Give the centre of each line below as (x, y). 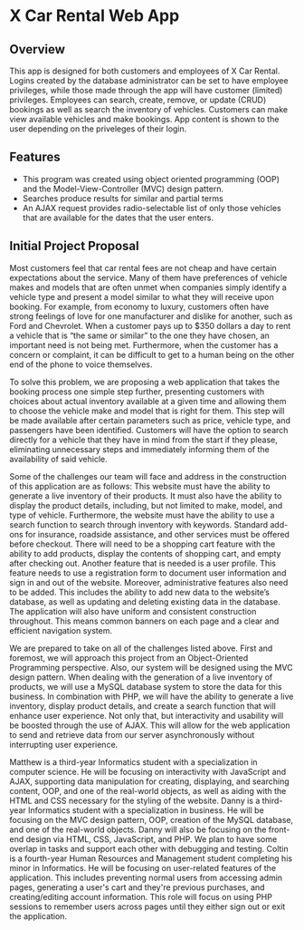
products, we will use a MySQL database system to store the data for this (146, 686)
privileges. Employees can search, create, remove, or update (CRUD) (138, 100)
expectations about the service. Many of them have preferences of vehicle (148, 277)
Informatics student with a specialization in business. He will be (146, 810)
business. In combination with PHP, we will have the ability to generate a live (152, 696)
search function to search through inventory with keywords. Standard (139, 524)
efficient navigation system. (61, 630)
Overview (38, 49)
